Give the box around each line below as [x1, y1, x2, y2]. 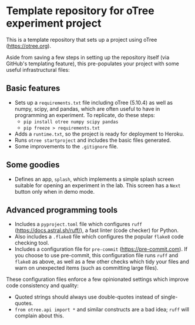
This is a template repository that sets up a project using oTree [6, 36, 157, 43]
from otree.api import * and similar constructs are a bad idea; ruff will [14, 306, 190, 313]
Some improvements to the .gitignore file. [14, 142, 119, 150]
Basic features [6, 84, 60, 94]
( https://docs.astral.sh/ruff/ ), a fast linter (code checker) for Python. [14, 227, 179, 234]
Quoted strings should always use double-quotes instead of [14, 293, 160, 301]
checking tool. [14, 240, 49, 247]
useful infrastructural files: [6, 66, 70, 73]
